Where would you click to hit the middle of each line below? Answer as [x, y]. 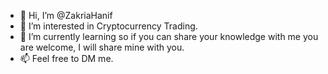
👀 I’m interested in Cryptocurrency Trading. [108, 26]
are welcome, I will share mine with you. [102, 47]
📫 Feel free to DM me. [66, 58]
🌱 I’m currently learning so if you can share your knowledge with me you [169, 36]
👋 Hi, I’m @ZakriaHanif [66, 15]
